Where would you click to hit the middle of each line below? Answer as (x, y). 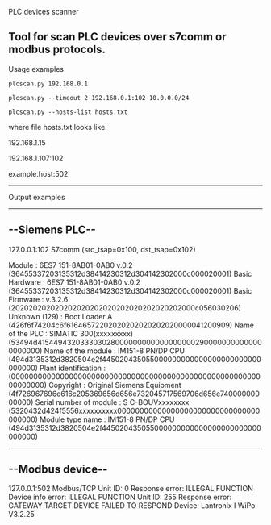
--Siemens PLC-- (52, 230)
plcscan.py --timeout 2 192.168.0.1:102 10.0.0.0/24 (99, 98)
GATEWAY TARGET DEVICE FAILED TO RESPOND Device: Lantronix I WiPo (132, 506)
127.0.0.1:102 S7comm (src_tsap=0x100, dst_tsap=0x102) (102, 249)
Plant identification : (73, 368)
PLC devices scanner (44, 12)
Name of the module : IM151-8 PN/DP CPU (115, 351)
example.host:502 (38, 173)
